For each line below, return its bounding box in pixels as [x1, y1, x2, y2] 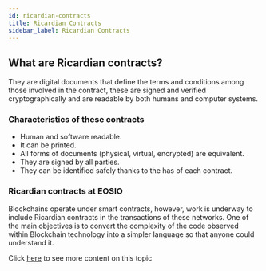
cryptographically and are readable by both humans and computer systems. [8, 94, 258, 104]
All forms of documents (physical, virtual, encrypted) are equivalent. [19, 149, 245, 159]
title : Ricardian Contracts [8, 19, 102, 27]
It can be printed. [19, 140, 77, 150]
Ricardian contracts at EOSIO [8, 186, 124, 197]
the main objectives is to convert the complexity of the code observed [8, 221, 239, 230]
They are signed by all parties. [19, 157, 120, 167]
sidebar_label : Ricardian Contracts [8, 26, 130, 34]
